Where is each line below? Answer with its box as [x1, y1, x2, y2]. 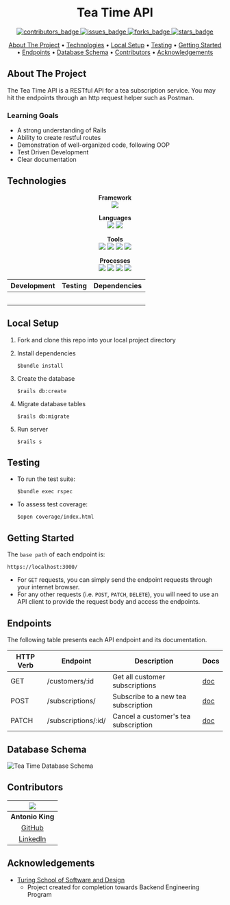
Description [134, 657, 174, 666]
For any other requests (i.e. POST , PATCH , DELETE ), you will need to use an [16, 590, 219, 598]
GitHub [21, 823, 44, 832]
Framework [98, 193, 132, 202]
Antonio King [10, 812, 55, 821]
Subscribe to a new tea [112, 692, 187, 701]
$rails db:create [16, 388, 67, 395]
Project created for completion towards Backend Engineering [27, 883, 200, 891]
